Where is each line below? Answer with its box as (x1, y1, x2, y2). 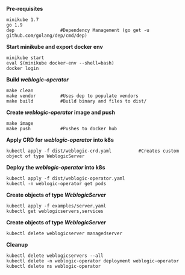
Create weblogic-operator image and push (6, 109, 116, 116)
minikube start (6, 55, 45, 61)
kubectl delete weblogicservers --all (6, 253, 104, 259)
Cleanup (6, 241, 28, 248)
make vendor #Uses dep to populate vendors (6, 93, 139, 99)
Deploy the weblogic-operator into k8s (6, 164, 105, 171)
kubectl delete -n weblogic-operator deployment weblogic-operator (6, 258, 180, 264)
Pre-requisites (6, 5, 43, 12)
